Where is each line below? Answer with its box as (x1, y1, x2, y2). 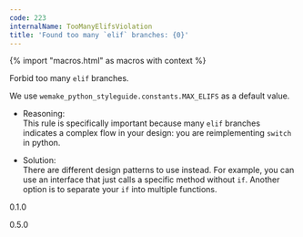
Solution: (22, 155, 56, 166)
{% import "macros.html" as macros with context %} (9, 56, 207, 67)
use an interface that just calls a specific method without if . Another (22, 174, 280, 185)
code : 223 (9, 13, 47, 23)
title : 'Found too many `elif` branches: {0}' (9, 30, 189, 39)
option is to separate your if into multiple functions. (22, 184, 217, 195)
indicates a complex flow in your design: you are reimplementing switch (22, 128, 292, 139)
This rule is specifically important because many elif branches (22, 118, 261, 129)
